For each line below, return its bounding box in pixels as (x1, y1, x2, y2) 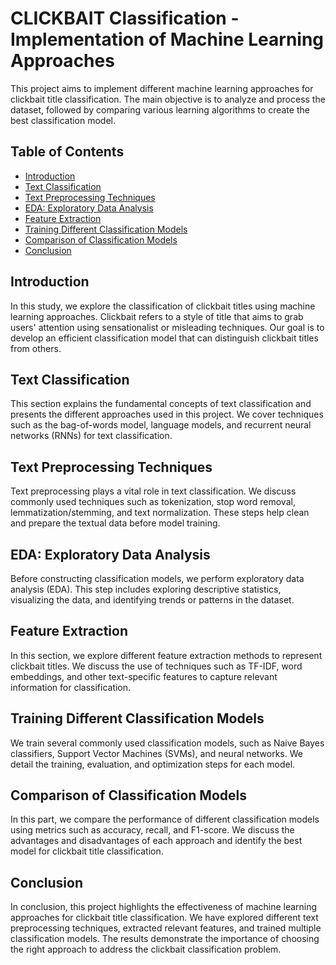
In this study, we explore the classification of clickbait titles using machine (10, 300, 316, 312)
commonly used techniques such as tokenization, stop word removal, (10, 496, 296, 508)
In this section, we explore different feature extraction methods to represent (10, 649, 323, 661)
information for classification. (10, 681, 132, 693)
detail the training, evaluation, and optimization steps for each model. (10, 758, 296, 770)
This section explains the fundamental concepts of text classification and (10, 398, 312, 410)
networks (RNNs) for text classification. (10, 430, 173, 442)
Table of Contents (10, 143, 125, 161)
